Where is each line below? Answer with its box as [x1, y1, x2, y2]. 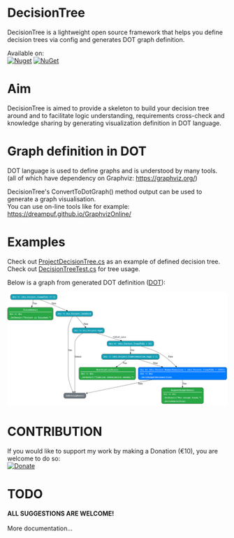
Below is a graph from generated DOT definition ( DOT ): [7, 278, 166, 286]
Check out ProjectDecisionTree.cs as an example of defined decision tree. [7, 257, 221, 266]
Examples [7, 234, 66, 249]
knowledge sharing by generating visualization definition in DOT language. [7, 119, 221, 127]
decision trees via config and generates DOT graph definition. [7, 35, 185, 43]
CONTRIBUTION [7, 424, 103, 439]
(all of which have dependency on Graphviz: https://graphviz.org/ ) [7, 173, 198, 182]
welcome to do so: [7, 454, 61, 463]
